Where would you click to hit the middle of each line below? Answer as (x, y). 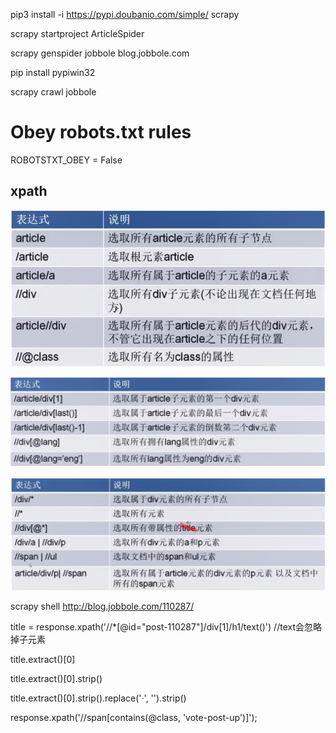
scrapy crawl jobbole (53, 92)
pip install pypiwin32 (53, 72)
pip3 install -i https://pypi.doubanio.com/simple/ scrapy (125, 14)
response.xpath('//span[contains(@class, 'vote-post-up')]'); (134, 718)
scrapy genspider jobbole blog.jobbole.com (100, 53)
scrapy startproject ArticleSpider (77, 33)
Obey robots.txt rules (101, 132)
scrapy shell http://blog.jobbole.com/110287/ (102, 606)
